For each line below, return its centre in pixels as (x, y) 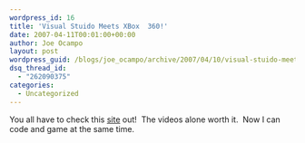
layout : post (34, 52)
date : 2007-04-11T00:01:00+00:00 (73, 34)
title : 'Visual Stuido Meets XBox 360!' (89, 26)
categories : (32, 85)
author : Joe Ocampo (46, 43)
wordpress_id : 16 (42, 18)
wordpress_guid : (40, 60)
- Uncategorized (48, 93)
